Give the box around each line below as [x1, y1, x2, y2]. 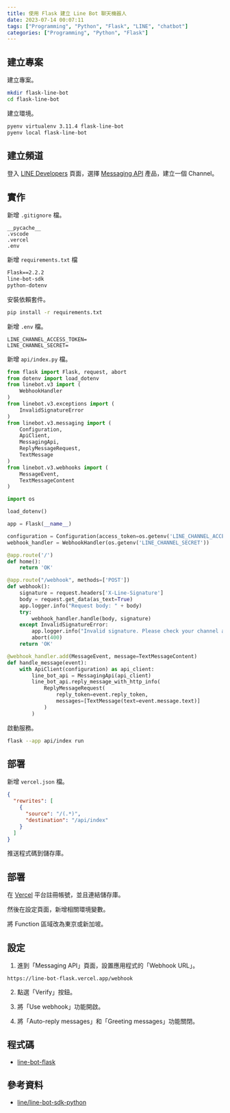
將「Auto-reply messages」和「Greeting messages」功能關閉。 [16, 1017, 199, 1025]
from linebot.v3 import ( [7, 382, 81, 388]
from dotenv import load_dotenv [7, 375, 99, 382]
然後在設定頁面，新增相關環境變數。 [7, 905, 110, 913]
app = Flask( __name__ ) [7, 521, 72, 528]
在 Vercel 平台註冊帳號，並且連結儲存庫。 [7, 891, 125, 899]
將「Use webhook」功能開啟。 [16, 1003, 105, 1011]
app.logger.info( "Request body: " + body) [19, 602, 142, 609]
